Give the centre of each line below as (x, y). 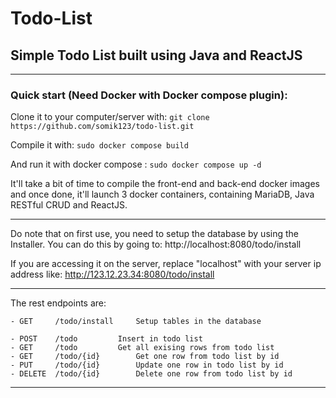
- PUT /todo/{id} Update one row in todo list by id (147, 365)
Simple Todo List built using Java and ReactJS (156, 55)
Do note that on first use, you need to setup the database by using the (154, 234)
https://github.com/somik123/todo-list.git (102, 127)
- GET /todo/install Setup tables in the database (136, 322)
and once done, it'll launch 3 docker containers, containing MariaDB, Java (162, 194)
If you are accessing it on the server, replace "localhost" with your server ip (166, 264)
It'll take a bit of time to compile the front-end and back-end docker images (165, 184)
